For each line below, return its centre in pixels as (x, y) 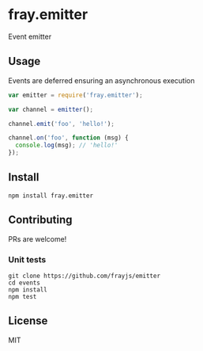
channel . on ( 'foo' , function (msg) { (68, 138)
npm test (23, 296)
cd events (24, 283)
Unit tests (27, 259)
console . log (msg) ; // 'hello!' (67, 145)
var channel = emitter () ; (51, 109)
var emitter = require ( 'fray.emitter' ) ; (76, 95)
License (28, 321)
